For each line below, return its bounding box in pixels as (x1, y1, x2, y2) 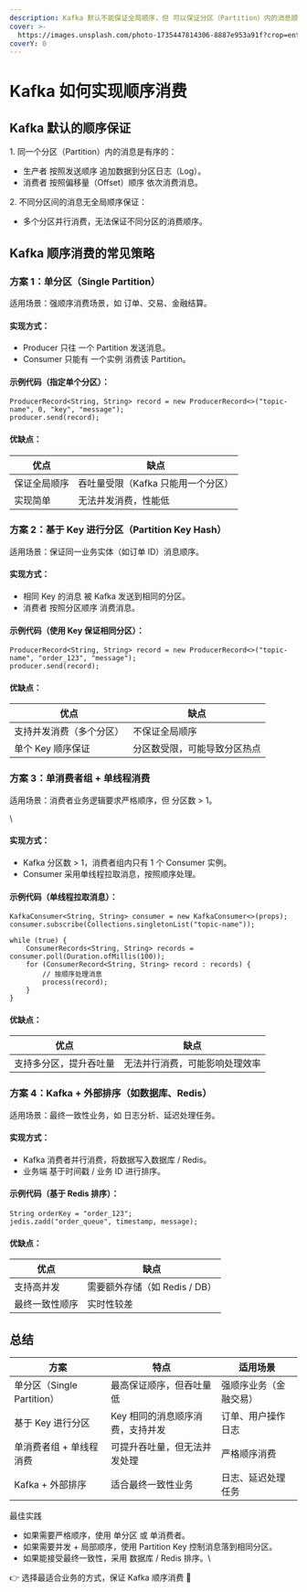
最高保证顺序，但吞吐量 (111, 1379, 212, 1392)
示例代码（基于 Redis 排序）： (9, 1188, 120, 1199)
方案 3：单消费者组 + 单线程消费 (9, 772, 151, 785)
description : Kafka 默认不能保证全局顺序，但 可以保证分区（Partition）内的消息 (9, 13, 291, 23)
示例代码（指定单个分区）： (9, 376, 110, 387)
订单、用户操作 (220, 1410, 286, 1423)
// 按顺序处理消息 (42, 970, 102, 979)
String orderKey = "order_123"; (9, 1209, 132, 1219)
